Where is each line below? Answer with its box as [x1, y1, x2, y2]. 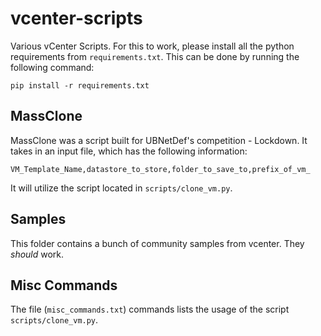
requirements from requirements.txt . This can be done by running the [10, 50, 300, 62]
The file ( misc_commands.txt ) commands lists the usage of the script [10, 303, 290, 316]
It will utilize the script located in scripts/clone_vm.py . [10, 182, 233, 194]
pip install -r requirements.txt [10, 80, 150, 91]
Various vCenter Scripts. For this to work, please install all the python [10, 40, 295, 52]
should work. [10, 248, 65, 260]
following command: [10, 61, 95, 73]
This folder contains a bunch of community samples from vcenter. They [10, 237, 305, 249]
